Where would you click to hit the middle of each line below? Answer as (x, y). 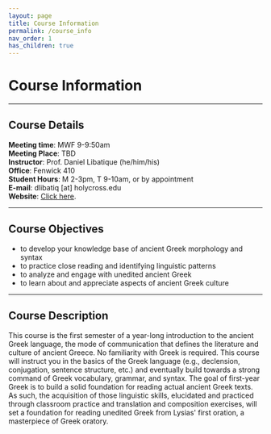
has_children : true (41, 46)
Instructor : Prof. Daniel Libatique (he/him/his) (84, 161)
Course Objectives (56, 230)
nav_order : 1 (30, 38)
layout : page (30, 16)
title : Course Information (54, 23)
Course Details (46, 125)
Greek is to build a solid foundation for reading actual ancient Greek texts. (131, 386)
